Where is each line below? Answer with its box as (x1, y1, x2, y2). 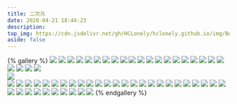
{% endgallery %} (95, 89, 147, 97)
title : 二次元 (7, 10, 46, 18)
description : (7, 23, 46, 30)
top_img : (7, 30, 33, 37)
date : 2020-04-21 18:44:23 (7, 17, 87, 24)
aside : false (7, 37, 46, 44)
